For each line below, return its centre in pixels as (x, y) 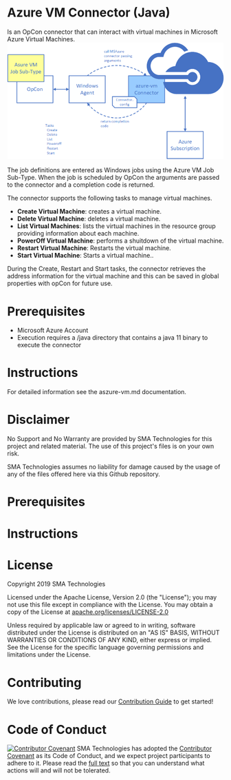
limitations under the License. (49, 655)
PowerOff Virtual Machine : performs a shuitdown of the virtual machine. (120, 241)
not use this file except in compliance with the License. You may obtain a (110, 605)
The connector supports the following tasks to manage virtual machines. (110, 198)
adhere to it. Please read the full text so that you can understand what (106, 763)
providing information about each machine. (78, 234)
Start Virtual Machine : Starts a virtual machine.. (85, 256)
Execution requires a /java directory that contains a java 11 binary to (112, 338)
